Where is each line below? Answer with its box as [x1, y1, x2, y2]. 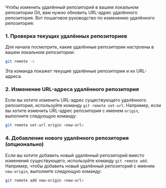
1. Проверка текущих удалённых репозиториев [5, 32, 127, 39]
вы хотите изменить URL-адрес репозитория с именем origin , [5, 107, 139, 114]
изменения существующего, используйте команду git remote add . [5, 157, 148, 163]
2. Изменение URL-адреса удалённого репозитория [5, 86, 139, 93]
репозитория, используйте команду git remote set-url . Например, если [5, 102, 161, 108]
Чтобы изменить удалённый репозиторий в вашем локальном [5, 4, 139, 10]
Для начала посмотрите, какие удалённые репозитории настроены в [5, 44, 154, 50]
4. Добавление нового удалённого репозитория [5, 134, 129, 141]
